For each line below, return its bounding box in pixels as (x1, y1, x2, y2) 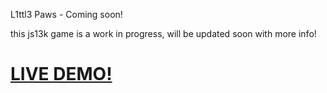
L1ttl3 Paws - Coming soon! (10, 9, 123, 20)
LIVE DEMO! (10, 63, 113, 86)
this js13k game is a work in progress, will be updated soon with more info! (10, 28, 317, 39)
